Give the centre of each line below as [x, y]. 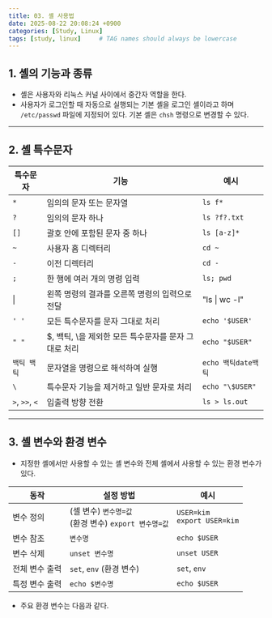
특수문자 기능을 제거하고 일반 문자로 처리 [119, 387]
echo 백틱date [227, 362]
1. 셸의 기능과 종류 [51, 73]
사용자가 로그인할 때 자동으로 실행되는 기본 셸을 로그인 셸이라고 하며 [127, 104]
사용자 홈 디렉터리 [79, 248]
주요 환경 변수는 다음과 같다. [64, 605]
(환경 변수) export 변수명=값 [119, 523]
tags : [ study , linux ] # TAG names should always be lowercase [123, 38]
